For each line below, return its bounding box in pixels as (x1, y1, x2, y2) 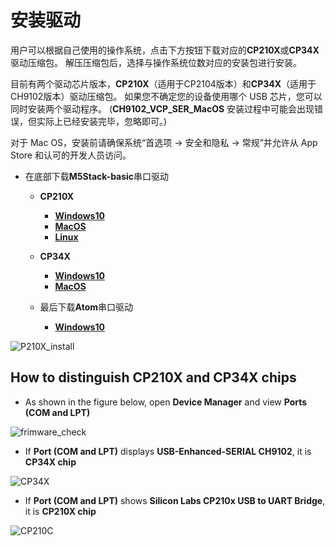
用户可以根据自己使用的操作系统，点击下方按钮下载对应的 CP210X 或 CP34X (10, 44, 320, 56)
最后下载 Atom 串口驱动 (39, 301, 134, 313)
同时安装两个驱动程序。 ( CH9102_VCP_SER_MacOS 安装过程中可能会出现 (10, 102, 315, 115)
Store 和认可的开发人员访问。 (10, 149, 132, 161)
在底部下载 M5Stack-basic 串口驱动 (24, 170, 170, 182)
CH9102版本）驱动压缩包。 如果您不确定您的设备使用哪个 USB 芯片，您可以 (10, 90, 323, 102)
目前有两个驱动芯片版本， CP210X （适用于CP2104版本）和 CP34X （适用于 (10, 77, 317, 90)
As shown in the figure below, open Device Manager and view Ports (24, 396, 308, 408)
